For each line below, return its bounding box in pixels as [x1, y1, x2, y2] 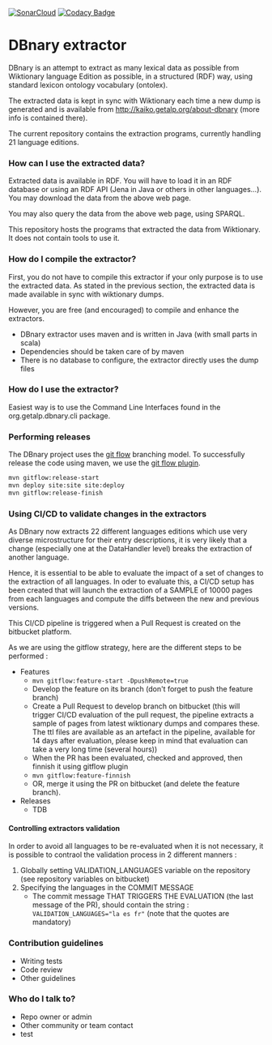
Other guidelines [19, 973, 76, 983]
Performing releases [8, 430, 91, 442]
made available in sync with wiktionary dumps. [8, 289, 164, 299]
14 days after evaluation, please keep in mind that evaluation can [32, 736, 249, 746]
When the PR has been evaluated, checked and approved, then [32, 753, 243, 763]
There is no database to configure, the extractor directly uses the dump [19, 355, 259, 365]
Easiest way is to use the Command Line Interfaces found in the [8, 402, 221, 412]
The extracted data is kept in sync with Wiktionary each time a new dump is [8, 96, 261, 105]
